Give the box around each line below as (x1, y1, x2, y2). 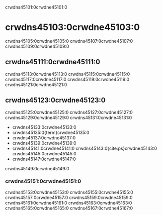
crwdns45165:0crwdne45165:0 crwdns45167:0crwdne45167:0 (5, 205, 133, 211)
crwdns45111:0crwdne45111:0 (5, 58, 100, 66)
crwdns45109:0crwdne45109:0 (5, 43, 70, 49)
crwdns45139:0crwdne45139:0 (12, 140, 77, 146)
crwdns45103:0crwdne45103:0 (5, 22, 140, 33)
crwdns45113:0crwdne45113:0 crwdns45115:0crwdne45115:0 (5, 71, 130, 77)
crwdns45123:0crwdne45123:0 (5, 96, 106, 105)
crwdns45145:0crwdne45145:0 (12, 150, 77, 156)
